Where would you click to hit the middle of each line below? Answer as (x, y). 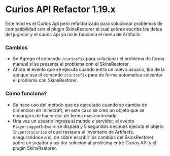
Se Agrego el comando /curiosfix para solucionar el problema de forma (89, 59)
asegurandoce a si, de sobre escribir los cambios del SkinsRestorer (83, 137)
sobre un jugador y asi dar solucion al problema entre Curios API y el (84, 142)
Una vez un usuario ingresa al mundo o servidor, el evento (73, 121)
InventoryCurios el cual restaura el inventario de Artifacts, (73, 132)
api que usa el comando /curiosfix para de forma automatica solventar (88, 75)
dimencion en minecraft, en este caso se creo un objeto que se (78, 110)
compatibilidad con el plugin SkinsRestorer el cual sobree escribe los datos (84, 29)
